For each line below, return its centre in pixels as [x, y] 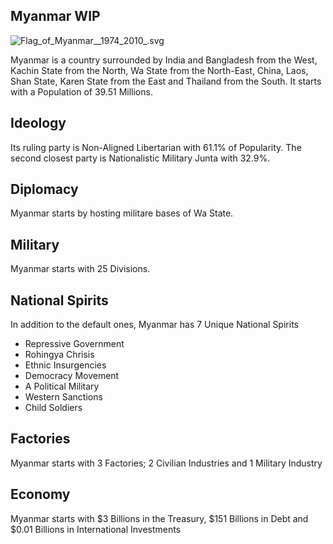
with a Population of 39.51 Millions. [81, 91]
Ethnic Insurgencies [65, 365]
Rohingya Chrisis [59, 355]
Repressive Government [74, 344]
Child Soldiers [53, 408]
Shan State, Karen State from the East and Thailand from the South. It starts [166, 81]
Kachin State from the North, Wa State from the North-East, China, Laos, [159, 70]
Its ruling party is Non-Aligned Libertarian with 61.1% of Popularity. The [156, 147]
